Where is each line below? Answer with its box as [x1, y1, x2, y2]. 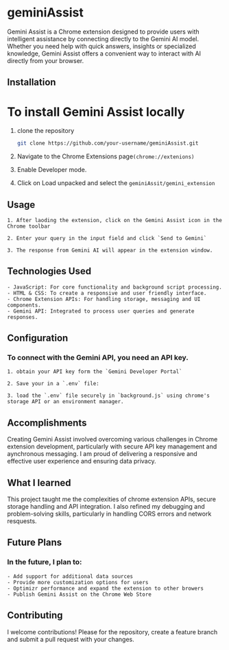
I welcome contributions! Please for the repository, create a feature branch [7, 627, 218, 636]
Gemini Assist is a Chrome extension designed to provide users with [7, 27, 200, 36]
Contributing [7, 610, 63, 621]
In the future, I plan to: [7, 557, 82, 567]
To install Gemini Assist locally [7, 104, 185, 119]
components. [7, 302, 41, 309]
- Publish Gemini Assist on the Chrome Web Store [7, 591, 152, 598]
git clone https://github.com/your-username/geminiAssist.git [16, 140, 199, 147]
